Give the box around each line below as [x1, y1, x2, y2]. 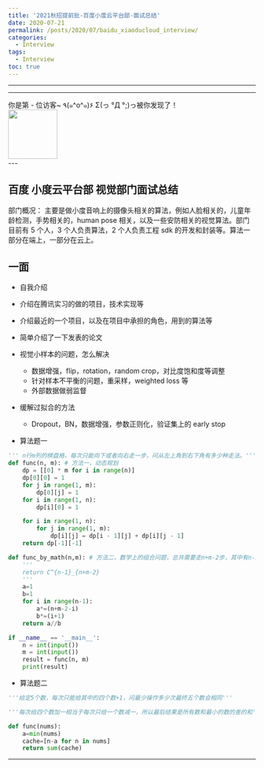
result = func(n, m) [22, 655, 90, 664]
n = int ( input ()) [22, 641, 79, 649]
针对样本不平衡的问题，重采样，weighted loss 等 [31, 376, 189, 386]
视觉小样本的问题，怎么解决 [19, 350, 110, 359]
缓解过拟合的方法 [19, 403, 75, 412]
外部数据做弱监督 [31, 386, 87, 395]
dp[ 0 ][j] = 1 [36, 488, 79, 496]
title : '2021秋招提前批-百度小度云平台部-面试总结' [8, 11, 161, 20]
